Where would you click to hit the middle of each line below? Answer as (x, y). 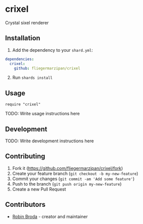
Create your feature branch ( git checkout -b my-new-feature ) (75, 173)
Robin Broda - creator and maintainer (50, 216)
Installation (23, 38)
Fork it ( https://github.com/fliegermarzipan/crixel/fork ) (68, 168)
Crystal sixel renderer (27, 23)
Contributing (25, 156)
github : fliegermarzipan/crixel (47, 68)
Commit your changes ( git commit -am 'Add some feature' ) (73, 179)
